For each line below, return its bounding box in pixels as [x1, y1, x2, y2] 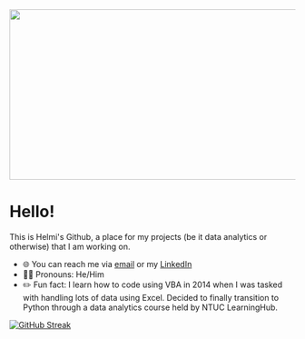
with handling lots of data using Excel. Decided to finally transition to [22, 292, 280, 303]
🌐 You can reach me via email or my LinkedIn [22, 258, 192, 269]
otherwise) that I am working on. [9, 241, 131, 252]
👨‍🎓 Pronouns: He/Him [22, 268, 104, 280]
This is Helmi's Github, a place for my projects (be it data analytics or [9, 231, 268, 242]
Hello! [9, 202, 55, 222]
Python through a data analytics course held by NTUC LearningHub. [22, 302, 279, 313]
